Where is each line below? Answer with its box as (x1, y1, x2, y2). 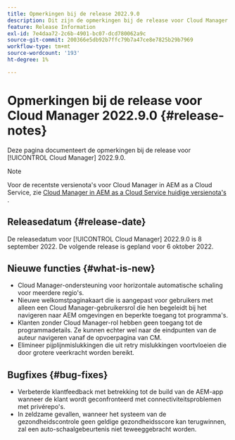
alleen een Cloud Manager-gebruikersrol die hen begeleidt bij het (17, 303, 207, 312)
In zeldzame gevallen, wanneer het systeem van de (17, 410, 167, 419)
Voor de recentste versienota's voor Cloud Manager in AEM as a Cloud (7, 180, 212, 189)
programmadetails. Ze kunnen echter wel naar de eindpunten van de (17, 326, 217, 334)
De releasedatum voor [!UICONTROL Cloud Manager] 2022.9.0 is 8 (7, 234, 203, 243)
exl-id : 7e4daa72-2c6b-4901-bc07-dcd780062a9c (7, 30, 146, 37)
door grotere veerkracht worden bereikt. (17, 348, 135, 357)
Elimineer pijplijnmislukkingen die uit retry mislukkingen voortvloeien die (17, 341, 227, 349)
